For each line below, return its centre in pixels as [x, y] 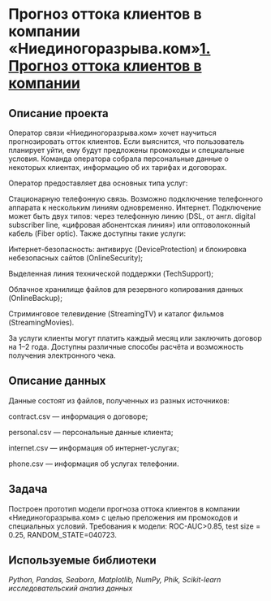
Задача [28, 489]
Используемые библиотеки [82, 561]
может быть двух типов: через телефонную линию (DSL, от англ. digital [132, 216]
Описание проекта [58, 113]
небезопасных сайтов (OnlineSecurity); [76, 258]
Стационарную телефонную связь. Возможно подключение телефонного [136, 199]
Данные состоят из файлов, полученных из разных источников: [119, 400]
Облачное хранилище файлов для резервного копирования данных [126, 289]
